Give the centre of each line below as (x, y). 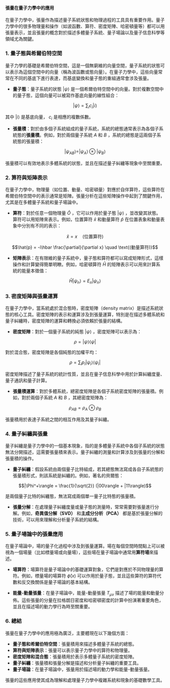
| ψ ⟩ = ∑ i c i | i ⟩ (85, 106)
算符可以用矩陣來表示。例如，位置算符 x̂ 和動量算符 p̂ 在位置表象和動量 (86, 219)
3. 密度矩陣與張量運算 (32, 296)
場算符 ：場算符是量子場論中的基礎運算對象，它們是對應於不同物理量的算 (88, 570)
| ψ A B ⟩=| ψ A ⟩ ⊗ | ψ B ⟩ (85, 152)
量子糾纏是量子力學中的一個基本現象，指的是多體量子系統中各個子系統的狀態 (85, 446)
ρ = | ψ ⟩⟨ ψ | (85, 342)
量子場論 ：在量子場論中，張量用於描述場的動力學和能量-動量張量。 (82, 669)
